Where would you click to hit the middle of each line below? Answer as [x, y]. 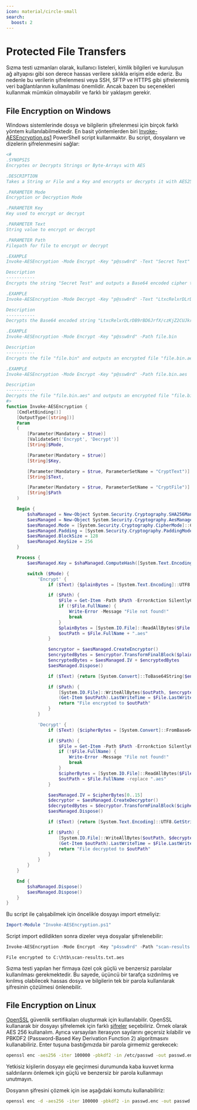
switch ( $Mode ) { [48, 573]
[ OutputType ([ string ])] [46, 417]
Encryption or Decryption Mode [44, 198]
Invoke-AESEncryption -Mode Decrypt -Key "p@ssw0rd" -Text [80, 299]
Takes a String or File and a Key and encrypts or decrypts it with [91, 181]
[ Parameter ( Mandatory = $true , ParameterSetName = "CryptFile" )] [109, 487]
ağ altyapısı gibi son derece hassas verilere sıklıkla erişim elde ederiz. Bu [94, 74]
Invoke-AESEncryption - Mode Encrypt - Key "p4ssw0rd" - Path [80, 947]
